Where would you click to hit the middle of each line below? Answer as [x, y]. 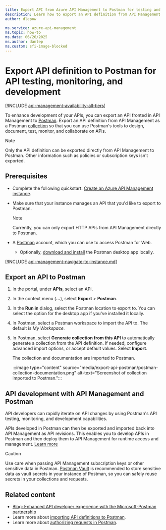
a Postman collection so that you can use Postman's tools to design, [75, 126]
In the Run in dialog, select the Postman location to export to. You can [83, 308]
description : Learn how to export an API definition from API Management [83, 14]
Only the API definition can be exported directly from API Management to [80, 150]
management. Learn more [31, 444]
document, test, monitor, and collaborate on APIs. [56, 131]
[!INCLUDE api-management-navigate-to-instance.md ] [61, 262]
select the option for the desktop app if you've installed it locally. [78, 314]
